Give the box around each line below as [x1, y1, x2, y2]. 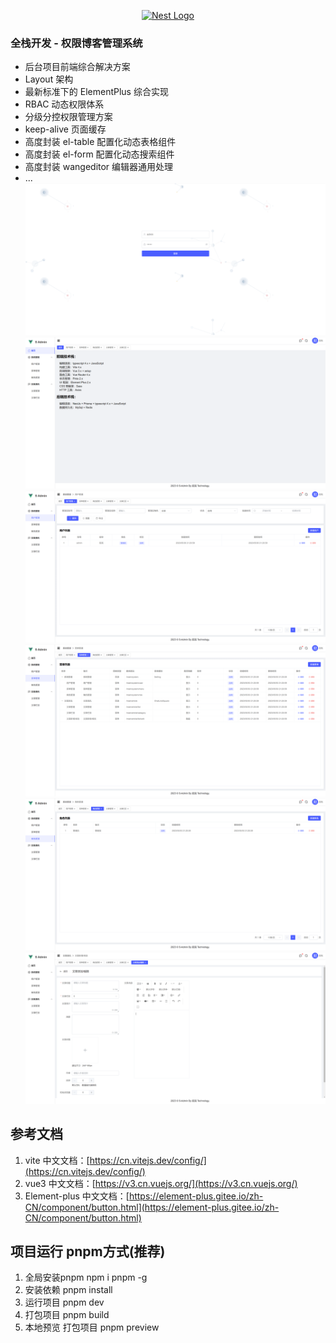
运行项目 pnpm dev [24, 1296, 105, 1309]
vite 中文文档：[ [24, 1154, 90, 1166]
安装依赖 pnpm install [24, 1284, 113, 1296]
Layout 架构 [24, 73, 74, 85]
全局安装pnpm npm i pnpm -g [24, 1271, 148, 1284]
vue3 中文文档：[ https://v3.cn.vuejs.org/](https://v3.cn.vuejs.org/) [24, 1177, 298, 1189]
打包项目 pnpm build [24, 1309, 110, 1321]
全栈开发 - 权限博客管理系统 [10, 36, 143, 50]
